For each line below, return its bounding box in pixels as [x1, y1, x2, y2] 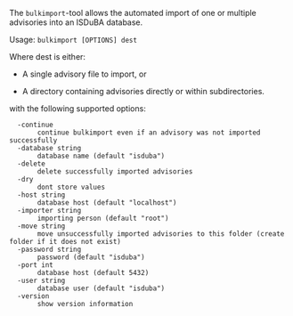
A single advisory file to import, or [21, 69, 147, 79]
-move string [17, 222, 66, 231]
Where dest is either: [9, 52, 86, 61]
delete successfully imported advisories [37, 167, 193, 176]
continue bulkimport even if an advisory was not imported [37, 128, 261, 137]
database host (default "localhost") [37, 199, 177, 207]
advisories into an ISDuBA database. [9, 17, 143, 28]
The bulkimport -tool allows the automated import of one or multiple [9, 8, 256, 18]
